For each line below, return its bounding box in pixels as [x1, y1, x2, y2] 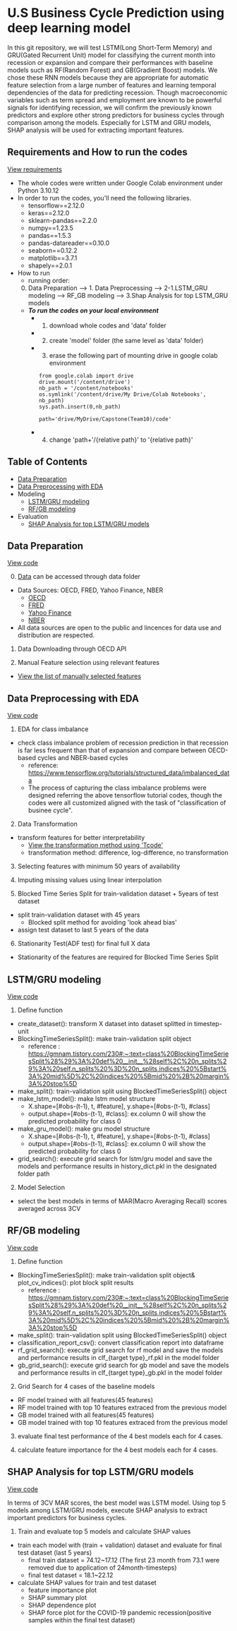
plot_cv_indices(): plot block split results [17, 1278, 134, 1287]
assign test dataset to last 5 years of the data [17, 926, 150, 934]
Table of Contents [7, 456, 88, 468]
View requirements [7, 164, 62, 174]
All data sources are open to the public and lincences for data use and [17, 623, 222, 632]
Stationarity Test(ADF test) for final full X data [17, 939, 150, 948]
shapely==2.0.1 [28, 261, 73, 270]
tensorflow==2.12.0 [28, 201, 85, 210]
